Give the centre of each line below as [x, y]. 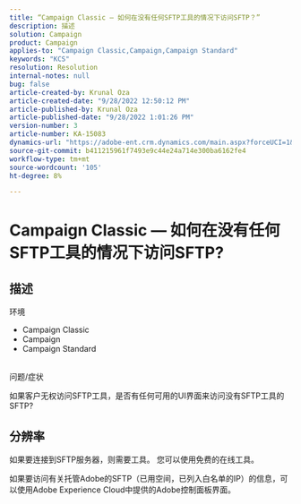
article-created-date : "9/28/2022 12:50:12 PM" [100, 101]
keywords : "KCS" [39, 59]
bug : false [30, 84]
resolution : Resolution [54, 68]
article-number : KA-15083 [57, 134]
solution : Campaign [46, 34]
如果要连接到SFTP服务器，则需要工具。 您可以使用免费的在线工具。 [134, 460]
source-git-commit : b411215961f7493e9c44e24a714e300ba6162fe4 [128, 150]
